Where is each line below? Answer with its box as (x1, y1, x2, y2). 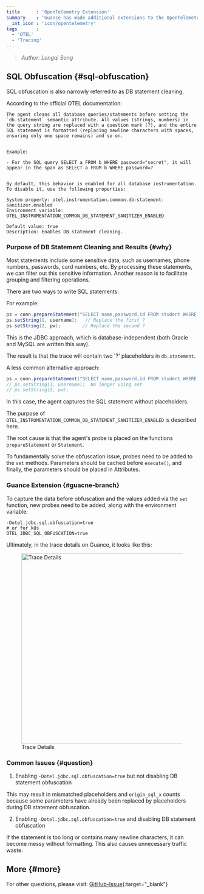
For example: (6, 300, 39, 307)
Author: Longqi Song (21, 54, 73, 61)
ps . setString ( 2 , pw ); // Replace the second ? (6, 322, 146, 329)
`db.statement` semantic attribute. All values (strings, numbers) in (6, 116, 189, 122)
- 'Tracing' (12, 37, 42, 43)
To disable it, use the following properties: (6, 186, 126, 192)
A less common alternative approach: (6, 364, 100, 371)
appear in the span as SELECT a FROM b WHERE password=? (6, 165, 154, 171)
